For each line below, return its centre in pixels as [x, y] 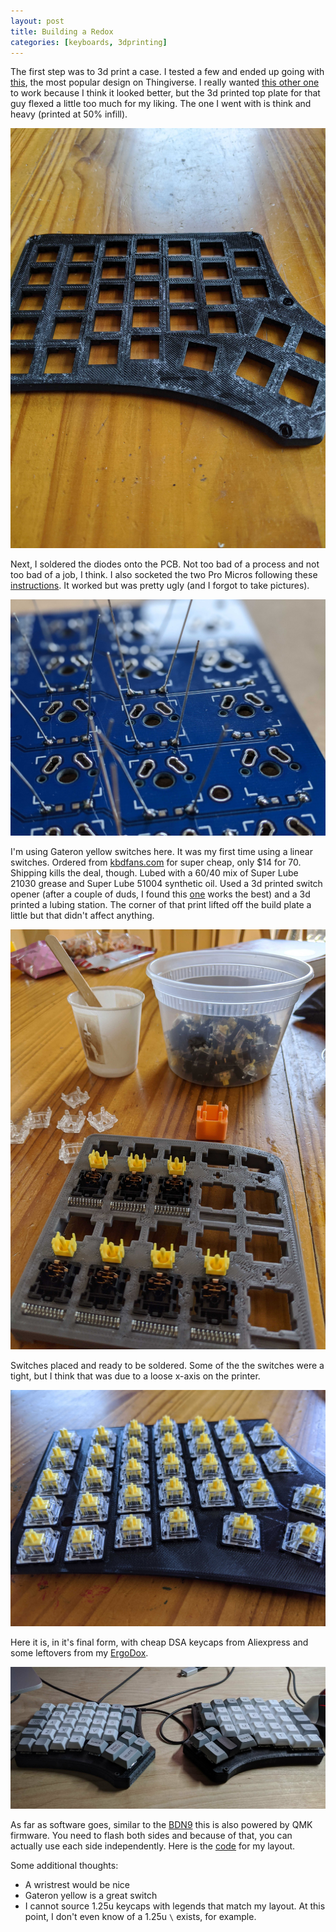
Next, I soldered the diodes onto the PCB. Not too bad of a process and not [165, 564]
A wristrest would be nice [77, 1885]
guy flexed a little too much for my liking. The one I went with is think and [161, 104]
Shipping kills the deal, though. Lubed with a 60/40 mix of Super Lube [154, 873]
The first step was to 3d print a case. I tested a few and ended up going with [167, 72]
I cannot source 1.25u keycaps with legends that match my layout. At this [175, 1906]
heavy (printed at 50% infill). [69, 114]
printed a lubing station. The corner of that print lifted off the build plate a [161, 905]
